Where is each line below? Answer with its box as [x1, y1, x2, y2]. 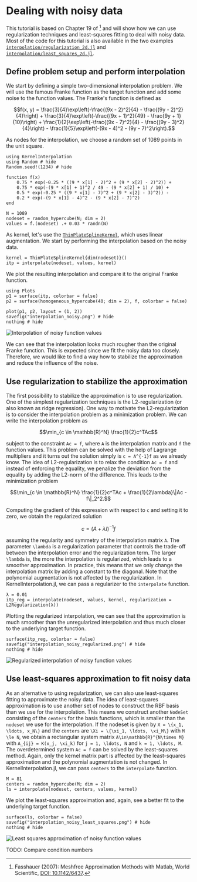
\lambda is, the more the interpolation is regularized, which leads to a [6, 555, 172, 563]
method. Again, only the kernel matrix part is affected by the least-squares [6, 752, 186, 759]
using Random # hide [6, 159, 57, 165]
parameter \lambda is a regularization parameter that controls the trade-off [6, 542, 186, 550]
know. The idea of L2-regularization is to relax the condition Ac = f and [6, 459, 178, 466]
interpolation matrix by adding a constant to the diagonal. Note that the [6, 568, 177, 575]
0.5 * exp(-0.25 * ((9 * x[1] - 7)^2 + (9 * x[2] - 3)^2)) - [16, 190, 169, 196]
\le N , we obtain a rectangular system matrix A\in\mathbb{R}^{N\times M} [6, 733, 185, 740]
